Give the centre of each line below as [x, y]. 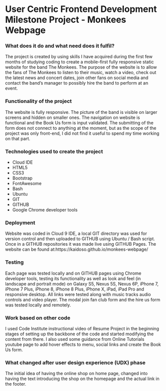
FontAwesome [27, 184]
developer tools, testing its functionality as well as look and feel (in [73, 278]
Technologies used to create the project [54, 151]
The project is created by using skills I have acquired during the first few [79, 57]
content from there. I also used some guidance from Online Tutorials [75, 339]
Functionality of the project [38, 101]
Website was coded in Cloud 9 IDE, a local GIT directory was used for [76, 234]
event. [12, 89]
